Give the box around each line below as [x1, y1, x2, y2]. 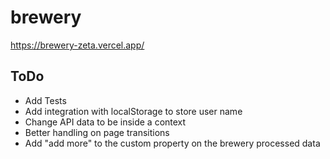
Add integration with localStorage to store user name [24, 105, 243, 117]
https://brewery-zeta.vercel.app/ [10, 39, 145, 51]
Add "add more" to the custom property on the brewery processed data [24, 137, 321, 149]
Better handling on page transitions [24, 126, 170, 138]
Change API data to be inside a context [24, 116, 187, 128]
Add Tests [24, 94, 67, 106]
